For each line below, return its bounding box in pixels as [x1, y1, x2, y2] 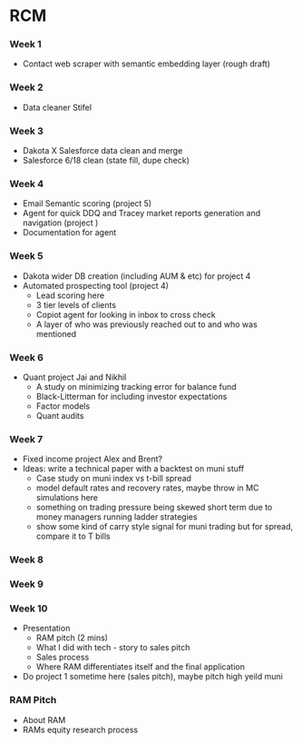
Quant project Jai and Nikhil [22, 372, 127, 382]
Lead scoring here [35, 290, 105, 301]
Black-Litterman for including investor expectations [35, 391, 228, 402]
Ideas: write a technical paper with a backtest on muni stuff [22, 463, 245, 474]
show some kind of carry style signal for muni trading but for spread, [35, 521, 294, 532]
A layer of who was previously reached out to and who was [35, 319, 258, 330]
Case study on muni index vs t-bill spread [35, 473, 192, 484]
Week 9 [9, 578, 44, 590]
